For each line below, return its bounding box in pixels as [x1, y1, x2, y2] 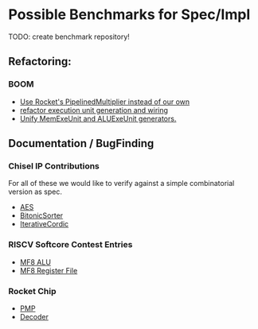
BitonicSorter [19, 211, 64, 220]
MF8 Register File [19, 265, 78, 275]
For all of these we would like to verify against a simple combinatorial [8, 179, 235, 188]
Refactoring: [8, 55, 72, 68]
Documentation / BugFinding [8, 137, 154, 150]
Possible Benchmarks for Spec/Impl [8, 6, 251, 24]
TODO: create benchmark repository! [8, 32, 130, 41]
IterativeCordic [19, 219, 69, 229]
